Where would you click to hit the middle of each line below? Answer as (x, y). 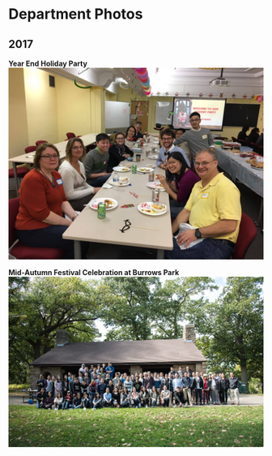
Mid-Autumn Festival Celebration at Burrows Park (94, 272)
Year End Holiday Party (48, 63)
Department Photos (76, 14)
